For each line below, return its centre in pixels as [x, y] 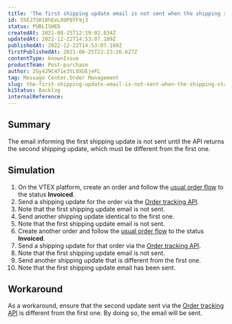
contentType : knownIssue [43, 59]
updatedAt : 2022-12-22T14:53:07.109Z [62, 39]
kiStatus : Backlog [34, 90]
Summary [29, 125]
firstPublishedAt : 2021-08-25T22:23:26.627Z [73, 52]
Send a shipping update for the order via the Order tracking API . [108, 201]
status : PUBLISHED [34, 26]
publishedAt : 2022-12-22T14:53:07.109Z [65, 45]
